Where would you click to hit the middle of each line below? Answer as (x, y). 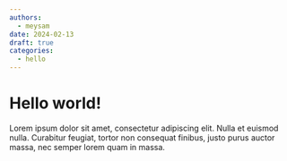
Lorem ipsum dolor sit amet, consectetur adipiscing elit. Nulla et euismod (144, 128)
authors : (26, 17)
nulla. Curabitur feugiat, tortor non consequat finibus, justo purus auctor (142, 137)
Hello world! (55, 103)
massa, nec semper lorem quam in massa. (87, 147)
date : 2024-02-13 (42, 34)
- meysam (34, 26)
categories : (31, 51)
